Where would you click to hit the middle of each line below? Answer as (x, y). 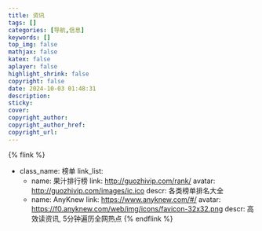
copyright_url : (33, 132)
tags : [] (22, 23)
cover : (19, 111)
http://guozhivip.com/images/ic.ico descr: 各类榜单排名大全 (127, 190)
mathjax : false (33, 52)
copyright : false (36, 81)
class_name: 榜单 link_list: (61, 170)
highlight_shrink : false (49, 74)
